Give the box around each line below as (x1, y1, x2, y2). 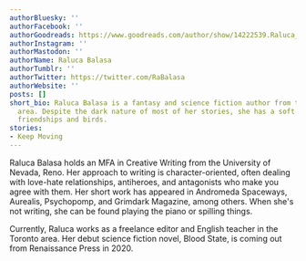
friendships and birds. (17, 115, 107, 124)
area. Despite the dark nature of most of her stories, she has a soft (17, 107, 296, 116)
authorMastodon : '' (9, 47, 84, 57)
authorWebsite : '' (9, 81, 79, 90)
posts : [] (9, 89, 47, 99)
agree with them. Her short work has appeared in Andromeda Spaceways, (9, 186, 288, 197)
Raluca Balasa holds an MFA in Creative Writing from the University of (9, 157, 271, 168)
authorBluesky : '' (9, 13, 79, 23)
